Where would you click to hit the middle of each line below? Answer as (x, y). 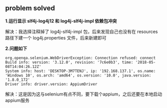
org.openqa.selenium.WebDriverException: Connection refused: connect (80, 58)
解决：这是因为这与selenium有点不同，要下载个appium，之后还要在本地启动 (84, 94)
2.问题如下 (16, 48)
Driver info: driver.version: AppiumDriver (51, 84)
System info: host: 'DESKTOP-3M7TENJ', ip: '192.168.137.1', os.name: (80, 71)
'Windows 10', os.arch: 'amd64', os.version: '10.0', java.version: (78, 75)
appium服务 (17, 100)
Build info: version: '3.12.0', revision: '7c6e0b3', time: (69, 62)
